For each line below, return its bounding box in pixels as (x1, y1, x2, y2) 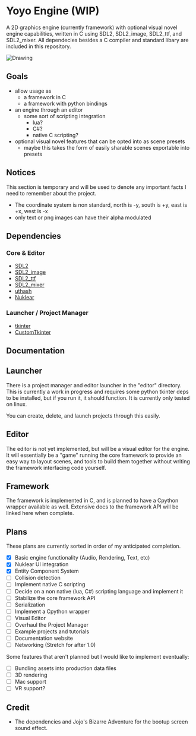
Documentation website (14, 634, 73, 642)
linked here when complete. (6, 510, 74, 517)
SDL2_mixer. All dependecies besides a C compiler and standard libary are (6, 36, 189, 43)
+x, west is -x (14, 207, 49, 214)
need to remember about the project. (6, 189, 97, 197)
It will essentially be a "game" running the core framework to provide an (6, 451, 182, 459)
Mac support (14, 678, 46, 686)
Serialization (14, 601, 46, 608)
